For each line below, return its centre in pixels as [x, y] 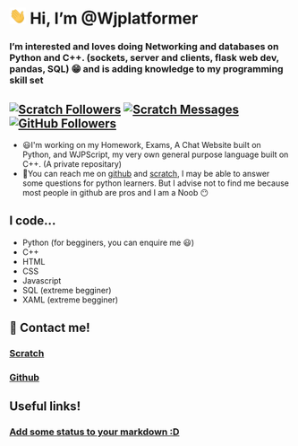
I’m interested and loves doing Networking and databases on [144, 47]
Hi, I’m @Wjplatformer [114, 18]
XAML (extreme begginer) [70, 300]
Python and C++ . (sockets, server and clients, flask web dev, [145, 58]
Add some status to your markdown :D [94, 432]
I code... [33, 221]
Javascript [42, 280]
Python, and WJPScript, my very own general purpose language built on [155, 154]
